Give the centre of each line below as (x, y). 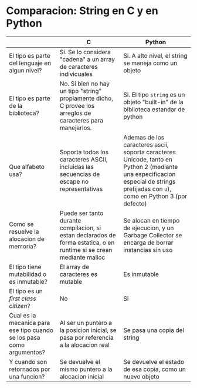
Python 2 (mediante (151, 167)
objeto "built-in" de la (153, 102)
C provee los (77, 105)
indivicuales (76, 74)
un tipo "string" (81, 91)
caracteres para (81, 120)
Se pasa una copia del (154, 330)
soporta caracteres (150, 152)
